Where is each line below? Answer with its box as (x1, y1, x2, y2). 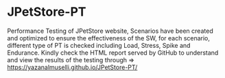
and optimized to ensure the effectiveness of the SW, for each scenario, (7, 34, 211, 42)
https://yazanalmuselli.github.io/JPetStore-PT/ (7, 63, 138, 71)
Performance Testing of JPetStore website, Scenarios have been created (7, 27, 214, 35)
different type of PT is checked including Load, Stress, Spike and (7, 41, 191, 49)
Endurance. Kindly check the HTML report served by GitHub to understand (7, 49, 219, 57)
